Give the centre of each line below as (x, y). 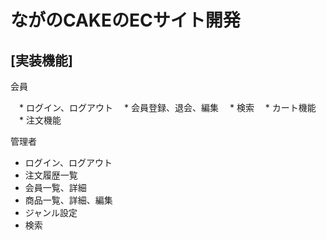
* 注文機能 (40, 120)
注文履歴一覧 (51, 175)
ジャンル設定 (51, 212)
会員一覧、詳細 (55, 187)
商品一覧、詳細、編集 (68, 200)
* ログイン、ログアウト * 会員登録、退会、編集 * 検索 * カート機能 (167, 107)
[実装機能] (41, 60)
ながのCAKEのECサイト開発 (125, 20)
